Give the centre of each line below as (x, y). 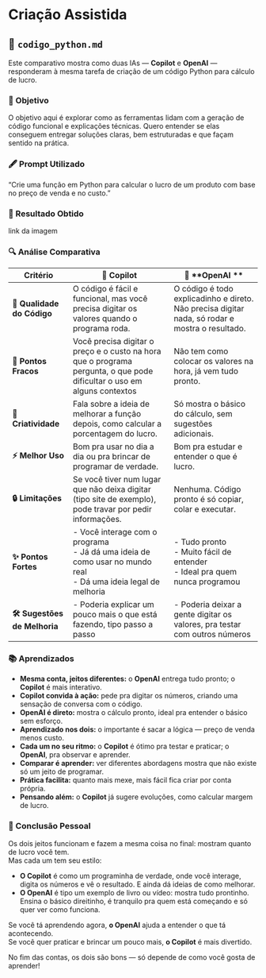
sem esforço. (41, 721)
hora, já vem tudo (206, 371)
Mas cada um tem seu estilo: (55, 860)
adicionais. (194, 434)
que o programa (103, 361)
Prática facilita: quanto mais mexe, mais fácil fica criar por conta (125, 780)
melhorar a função (107, 414)
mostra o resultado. (210, 329)
